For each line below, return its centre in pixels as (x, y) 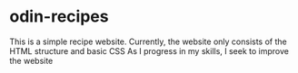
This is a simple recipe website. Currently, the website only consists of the (149, 41)
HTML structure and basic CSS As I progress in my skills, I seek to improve (149, 50)
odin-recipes (59, 17)
